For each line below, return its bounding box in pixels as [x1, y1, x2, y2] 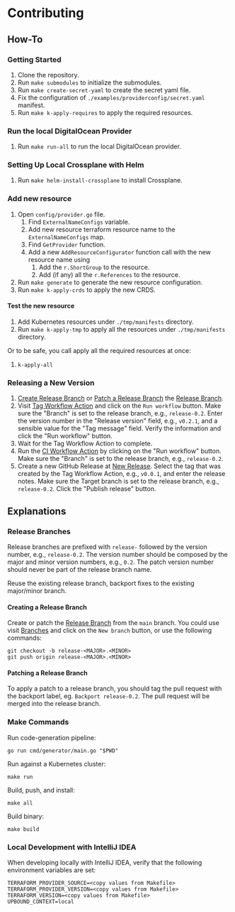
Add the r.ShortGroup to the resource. [38, 263, 150, 271]
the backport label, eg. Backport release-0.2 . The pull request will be [7, 692, 210, 700]
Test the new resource [7, 302, 75, 310]
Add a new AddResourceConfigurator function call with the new [28, 247, 211, 256]
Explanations [7, 505, 67, 517]
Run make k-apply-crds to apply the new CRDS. [17, 286, 156, 294]
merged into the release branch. [7, 700, 101, 708]
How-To [7, 33, 43, 45]
